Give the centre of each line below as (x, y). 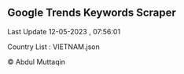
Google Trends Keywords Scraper (92, 13)
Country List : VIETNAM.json (53, 47)
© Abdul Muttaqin (37, 62)
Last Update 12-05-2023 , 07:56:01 (64, 31)
